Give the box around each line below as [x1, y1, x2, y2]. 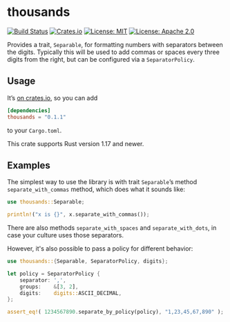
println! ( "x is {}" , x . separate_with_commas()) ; [7, 211, 150, 218]
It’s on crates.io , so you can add [7, 93, 98, 102]
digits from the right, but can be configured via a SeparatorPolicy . [7, 55, 195, 63]
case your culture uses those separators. [7, 231, 124, 240]
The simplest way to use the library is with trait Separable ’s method [7, 178, 198, 186]
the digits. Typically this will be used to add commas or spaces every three [7, 48, 220, 56]
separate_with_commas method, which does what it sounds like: [7, 185, 185, 194]
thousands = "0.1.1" [7, 114, 67, 120]
